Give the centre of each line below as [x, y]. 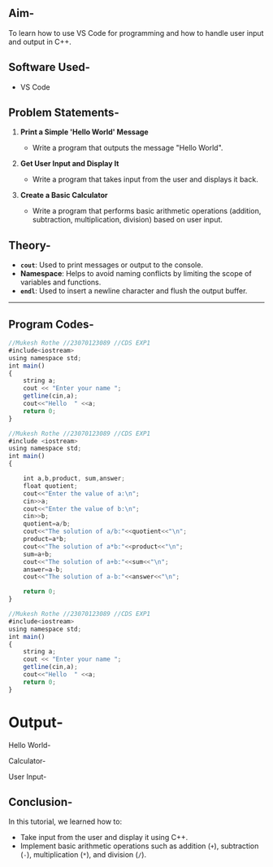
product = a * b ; [45, 539]
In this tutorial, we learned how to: [65, 821]
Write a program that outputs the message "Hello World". [128, 148]
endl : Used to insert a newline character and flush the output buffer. [134, 291]
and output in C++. [40, 42]
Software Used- [50, 67]
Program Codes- [52, 324]
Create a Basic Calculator [64, 196]
